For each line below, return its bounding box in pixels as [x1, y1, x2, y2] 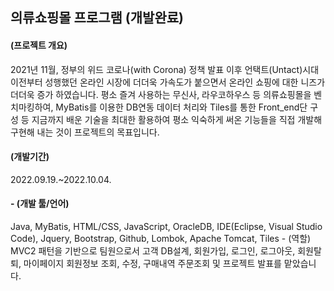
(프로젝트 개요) [10, 39, 68, 51]
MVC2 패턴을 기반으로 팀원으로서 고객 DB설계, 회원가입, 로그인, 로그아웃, [10, 245, 296, 257]
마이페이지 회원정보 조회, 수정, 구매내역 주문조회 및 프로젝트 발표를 [23, 258, 282, 269]
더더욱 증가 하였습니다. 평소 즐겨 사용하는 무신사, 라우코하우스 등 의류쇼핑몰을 [10, 88, 312, 100]
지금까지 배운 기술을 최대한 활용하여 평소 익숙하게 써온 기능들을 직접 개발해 [31, 113, 323, 125]
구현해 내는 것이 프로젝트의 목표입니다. [10, 126, 160, 138]
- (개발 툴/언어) [10, 198, 70, 210]
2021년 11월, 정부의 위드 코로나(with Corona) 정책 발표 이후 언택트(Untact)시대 [10, 63, 320, 75]
